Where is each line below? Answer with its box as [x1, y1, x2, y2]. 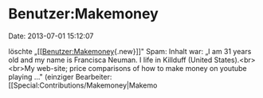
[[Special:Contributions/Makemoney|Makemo [8, 80, 158, 90]
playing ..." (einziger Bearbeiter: [8, 72, 112, 81]
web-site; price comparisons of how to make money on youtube [36, 63, 247, 73]
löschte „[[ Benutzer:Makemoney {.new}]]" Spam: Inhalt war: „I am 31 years [8, 46, 252, 56]
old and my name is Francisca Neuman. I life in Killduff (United [8, 55, 213, 65]
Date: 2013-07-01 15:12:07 [8, 31, 94, 41]
